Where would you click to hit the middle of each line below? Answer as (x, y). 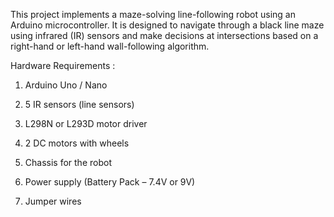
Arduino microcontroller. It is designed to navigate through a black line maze (167, 25)
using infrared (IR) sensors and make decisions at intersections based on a (164, 35)
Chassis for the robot (68, 162)
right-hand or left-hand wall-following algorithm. (110, 46)
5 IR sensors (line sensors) (79, 104)
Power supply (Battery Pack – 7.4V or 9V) (110, 182)
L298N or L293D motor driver (86, 123)
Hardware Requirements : (63, 65)
